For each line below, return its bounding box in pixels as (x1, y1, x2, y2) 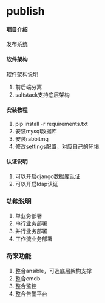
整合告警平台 (15, 290, 47, 297)
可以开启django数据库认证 (15, 173, 81, 180)
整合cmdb (15, 274, 41, 282)
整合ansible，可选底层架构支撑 (15, 267, 92, 274)
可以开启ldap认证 (15, 181, 59, 187)
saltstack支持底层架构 (15, 91, 70, 99)
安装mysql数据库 (15, 127, 58, 135)
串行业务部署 (15, 220, 47, 227)
